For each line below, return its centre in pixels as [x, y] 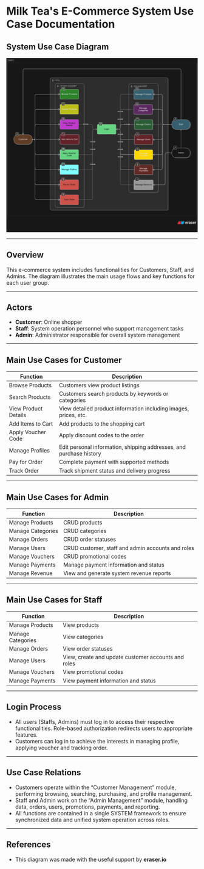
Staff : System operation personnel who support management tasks [99, 329]
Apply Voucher [28, 432]
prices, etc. [73, 415]
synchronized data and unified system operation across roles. [92, 820]
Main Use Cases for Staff [54, 600]
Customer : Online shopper [49, 322]
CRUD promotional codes [95, 556]
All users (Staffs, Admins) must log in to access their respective [94, 721]
